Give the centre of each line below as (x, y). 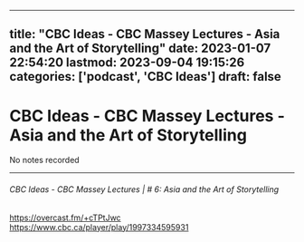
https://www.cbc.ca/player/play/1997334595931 (99, 227)
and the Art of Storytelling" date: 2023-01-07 (140, 48)
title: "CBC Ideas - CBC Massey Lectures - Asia (145, 34)
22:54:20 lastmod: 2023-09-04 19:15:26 (127, 63)
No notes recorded (44, 160)
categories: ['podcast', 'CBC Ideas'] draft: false (146, 77)
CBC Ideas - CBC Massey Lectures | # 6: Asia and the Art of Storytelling (144, 189)
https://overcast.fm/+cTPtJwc (65, 218)
